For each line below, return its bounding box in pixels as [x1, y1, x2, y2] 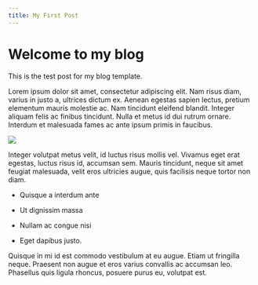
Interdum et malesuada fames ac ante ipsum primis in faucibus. [8, 119, 213, 130]
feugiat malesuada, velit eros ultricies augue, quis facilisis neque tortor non [8, 166, 251, 176]
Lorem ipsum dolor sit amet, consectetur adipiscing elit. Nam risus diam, [8, 86, 242, 96]
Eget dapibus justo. [19, 236, 82, 245]
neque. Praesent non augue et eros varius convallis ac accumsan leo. [8, 259, 233, 269]
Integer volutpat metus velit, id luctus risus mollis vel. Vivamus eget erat [8, 150, 241, 159]
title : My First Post [8, 11, 79, 20]
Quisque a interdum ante [19, 190, 100, 199]
